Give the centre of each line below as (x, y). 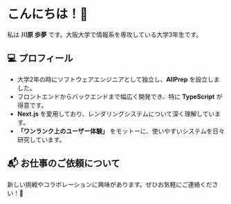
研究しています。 (41, 139)
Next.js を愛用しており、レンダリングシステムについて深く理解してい (116, 114)
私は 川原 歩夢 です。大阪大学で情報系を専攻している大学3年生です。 (105, 34)
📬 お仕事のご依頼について (64, 164)
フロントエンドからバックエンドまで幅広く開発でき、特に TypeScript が (120, 96)
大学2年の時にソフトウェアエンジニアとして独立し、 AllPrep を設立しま (118, 79)
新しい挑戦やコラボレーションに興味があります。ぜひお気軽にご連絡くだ (110, 184)
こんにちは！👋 (48, 14)
